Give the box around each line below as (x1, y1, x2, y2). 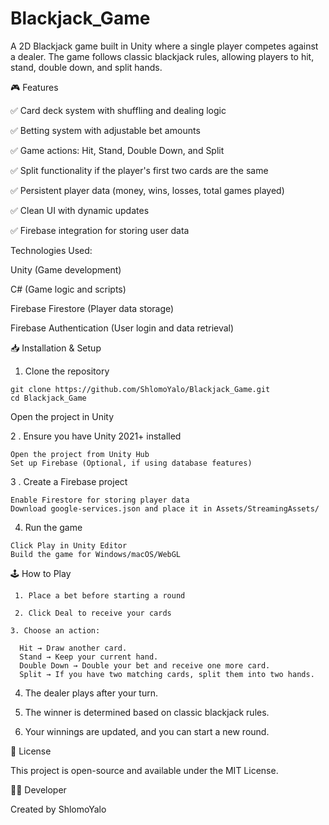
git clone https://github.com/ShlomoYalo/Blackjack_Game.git (10, 384, 271, 394)
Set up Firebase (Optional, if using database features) (10, 458, 253, 468)
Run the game (24, 521, 83, 533)
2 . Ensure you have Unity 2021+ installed (10, 430, 182, 442)
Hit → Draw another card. (19, 643, 128, 653)
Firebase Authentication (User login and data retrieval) (10, 322, 235, 334)
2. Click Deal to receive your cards (14, 608, 172, 618)
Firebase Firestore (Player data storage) (10, 302, 175, 314)
